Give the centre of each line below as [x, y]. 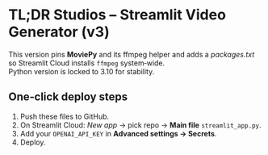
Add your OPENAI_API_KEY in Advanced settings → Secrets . [118, 133]
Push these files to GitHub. [65, 116]
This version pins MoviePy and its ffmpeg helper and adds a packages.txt [132, 54]
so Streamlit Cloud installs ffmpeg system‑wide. [87, 63]
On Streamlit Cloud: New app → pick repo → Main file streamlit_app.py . [140, 125]
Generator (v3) [59, 32]
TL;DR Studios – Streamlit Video [117, 15]
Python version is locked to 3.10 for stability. [82, 71]
